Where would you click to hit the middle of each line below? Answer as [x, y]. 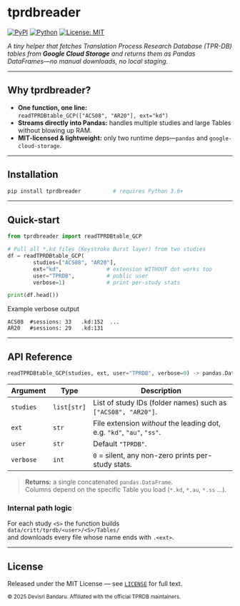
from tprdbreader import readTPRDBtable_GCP [75, 236]
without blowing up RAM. [55, 130]
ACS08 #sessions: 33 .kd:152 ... [64, 322]
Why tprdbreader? [49, 90]
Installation [33, 175]
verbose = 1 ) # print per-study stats [107, 283]
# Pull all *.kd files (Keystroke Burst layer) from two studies [106, 249]
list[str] [70, 407]
